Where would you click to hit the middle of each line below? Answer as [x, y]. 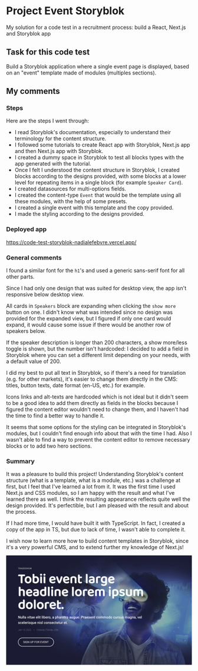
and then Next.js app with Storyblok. [59, 151]
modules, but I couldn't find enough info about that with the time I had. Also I [99, 433]
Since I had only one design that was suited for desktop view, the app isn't [96, 289]
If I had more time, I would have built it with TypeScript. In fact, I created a [96, 523]
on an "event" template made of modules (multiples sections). [81, 73]
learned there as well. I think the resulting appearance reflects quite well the [98, 499]
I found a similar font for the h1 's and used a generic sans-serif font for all [95, 271]
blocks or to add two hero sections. [49, 446]
